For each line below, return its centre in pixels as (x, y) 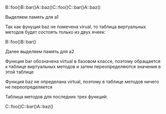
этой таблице (20, 72)
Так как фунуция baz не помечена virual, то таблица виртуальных (76, 27)
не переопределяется (29, 87)
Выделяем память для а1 (32, 17)
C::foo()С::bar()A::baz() (29, 106)
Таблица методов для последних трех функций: (57, 97)
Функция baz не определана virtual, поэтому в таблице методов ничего (82, 82)
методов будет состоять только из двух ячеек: (56, 32)
